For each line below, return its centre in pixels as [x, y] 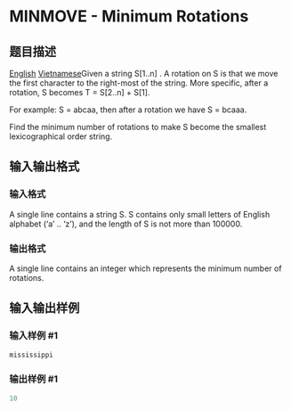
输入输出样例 [44, 308]
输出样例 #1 [33, 379]
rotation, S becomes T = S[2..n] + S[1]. [80, 92]
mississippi [31, 355]
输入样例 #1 [33, 336]
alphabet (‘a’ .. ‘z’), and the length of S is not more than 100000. [126, 224]
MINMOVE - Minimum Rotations [129, 16]
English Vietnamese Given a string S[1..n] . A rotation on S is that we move [144, 74]
